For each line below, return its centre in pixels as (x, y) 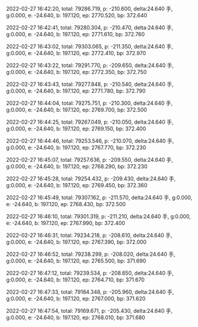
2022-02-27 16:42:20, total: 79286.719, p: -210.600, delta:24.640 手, (90, 9)
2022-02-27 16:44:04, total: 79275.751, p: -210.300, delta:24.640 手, (90, 103)
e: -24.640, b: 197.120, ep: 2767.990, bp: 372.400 (66, 223)
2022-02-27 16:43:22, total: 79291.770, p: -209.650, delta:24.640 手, (90, 65)
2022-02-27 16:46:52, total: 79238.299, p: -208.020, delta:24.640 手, (91, 254)
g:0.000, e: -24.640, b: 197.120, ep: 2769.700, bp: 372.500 (77, 110)
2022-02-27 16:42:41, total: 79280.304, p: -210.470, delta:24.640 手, (90, 28)
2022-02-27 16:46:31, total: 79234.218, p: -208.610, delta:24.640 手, (89, 235)
